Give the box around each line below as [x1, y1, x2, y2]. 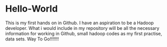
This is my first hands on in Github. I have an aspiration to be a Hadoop [5, 20, 154, 26]
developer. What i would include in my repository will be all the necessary [5, 25, 159, 31]
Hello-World [5, 3, 58, 15]
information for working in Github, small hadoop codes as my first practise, [5, 30, 162, 36]
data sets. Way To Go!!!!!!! [5, 36, 60, 42]
